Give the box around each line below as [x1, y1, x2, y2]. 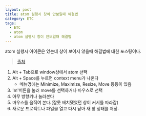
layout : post [5, 7, 32, 12]
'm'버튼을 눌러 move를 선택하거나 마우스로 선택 [12, 87, 103, 93]
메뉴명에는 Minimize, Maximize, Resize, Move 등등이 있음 [19, 81, 132, 87]
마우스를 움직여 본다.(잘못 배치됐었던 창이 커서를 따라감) [12, 99, 119, 105]
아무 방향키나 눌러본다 [12, 93, 55, 99]
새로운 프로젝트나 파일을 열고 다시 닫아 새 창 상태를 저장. [12, 105, 119, 111]
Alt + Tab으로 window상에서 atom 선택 [12, 69, 88, 75]
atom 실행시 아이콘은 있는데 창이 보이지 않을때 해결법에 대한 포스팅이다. [5, 48, 142, 54]
